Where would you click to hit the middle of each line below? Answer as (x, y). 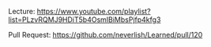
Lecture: (22, 11)
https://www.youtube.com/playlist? (94, 11)
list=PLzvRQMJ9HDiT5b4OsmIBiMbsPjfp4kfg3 (85, 20)
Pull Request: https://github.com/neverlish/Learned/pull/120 (105, 35)
